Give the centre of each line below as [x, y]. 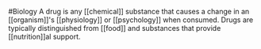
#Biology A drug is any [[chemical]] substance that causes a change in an [129, 11]
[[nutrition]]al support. [44, 36]
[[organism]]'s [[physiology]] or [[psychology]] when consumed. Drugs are [131, 20]
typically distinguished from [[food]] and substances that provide [115, 28]
